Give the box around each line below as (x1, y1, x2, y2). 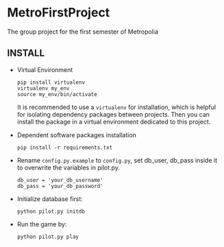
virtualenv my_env (16, 84, 70, 92)
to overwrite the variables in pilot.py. (16, 163, 120, 172)
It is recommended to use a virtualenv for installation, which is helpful (16, 103, 216, 111)
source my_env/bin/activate (16, 91, 97, 97)
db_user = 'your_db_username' (16, 176, 104, 183)
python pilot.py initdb (16, 208, 86, 215)
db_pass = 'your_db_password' (16, 183, 104, 189)
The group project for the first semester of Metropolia (7, 27, 159, 36)
